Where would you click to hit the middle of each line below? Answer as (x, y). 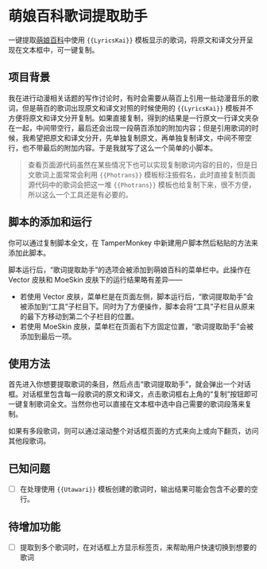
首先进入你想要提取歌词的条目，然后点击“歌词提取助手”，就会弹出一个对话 (130, 384)
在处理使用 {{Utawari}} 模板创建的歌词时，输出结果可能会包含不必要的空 (139, 489)
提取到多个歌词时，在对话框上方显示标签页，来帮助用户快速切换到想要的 (138, 548)
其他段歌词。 (29, 441)
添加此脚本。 (29, 252)
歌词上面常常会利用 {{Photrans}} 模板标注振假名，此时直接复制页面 (145, 174)
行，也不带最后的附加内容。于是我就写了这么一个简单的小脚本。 (112, 147)
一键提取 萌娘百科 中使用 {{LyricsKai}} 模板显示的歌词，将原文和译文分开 (127, 40)
